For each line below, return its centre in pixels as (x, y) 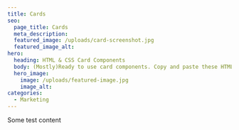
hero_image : (32, 73)
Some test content (34, 120)
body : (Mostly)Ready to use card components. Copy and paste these (116, 67)
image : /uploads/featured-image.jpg (75, 80)
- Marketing (32, 100)
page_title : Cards (41, 27)
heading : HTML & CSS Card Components (70, 60)
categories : (25, 93)
